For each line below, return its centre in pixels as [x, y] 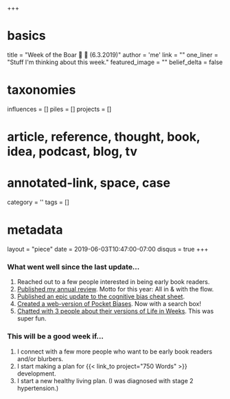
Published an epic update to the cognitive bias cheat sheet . [101, 296]
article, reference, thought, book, [104, 137]
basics [26, 36]
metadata [35, 230]
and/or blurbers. [40, 358]
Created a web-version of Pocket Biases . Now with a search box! [109, 304]
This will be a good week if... [56, 336]
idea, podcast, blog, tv [72, 152]
